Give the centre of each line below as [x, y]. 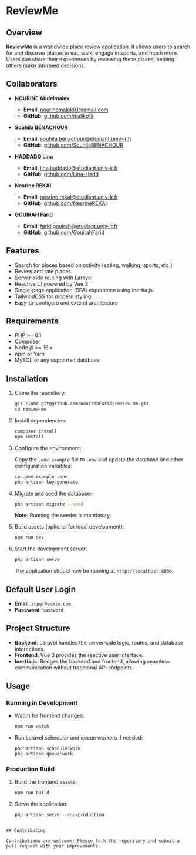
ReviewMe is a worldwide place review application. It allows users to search [98, 47]
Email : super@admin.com [43, 603]
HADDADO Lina [34, 156]
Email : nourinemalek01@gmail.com [66, 110]
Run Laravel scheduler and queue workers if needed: [79, 738]
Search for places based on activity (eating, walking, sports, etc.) [93, 265]
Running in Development [42, 703]
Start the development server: [51, 549]
